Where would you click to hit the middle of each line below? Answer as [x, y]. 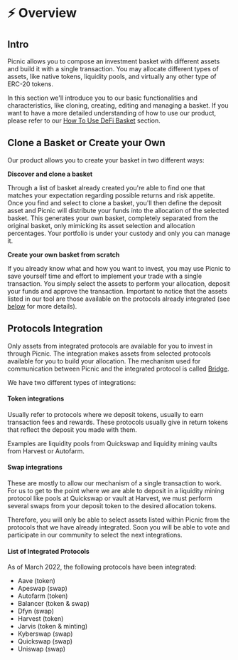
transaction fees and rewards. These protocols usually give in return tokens [118, 422]
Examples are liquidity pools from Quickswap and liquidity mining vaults [113, 443]
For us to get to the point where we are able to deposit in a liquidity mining [116, 491]
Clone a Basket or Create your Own [86, 143]
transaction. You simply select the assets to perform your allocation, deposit [119, 283]
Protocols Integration [55, 329]
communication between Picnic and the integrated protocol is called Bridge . [118, 368]
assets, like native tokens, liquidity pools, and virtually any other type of [112, 76]
